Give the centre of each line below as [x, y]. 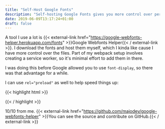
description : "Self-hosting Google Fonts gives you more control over [79, 14]
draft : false [18, 23]
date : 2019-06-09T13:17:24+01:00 [39, 19]
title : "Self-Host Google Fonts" [39, 10]
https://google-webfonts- [116, 37]
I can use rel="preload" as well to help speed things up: [62, 83]
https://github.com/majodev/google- [120, 111]
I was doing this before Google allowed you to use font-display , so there [79, 68]
